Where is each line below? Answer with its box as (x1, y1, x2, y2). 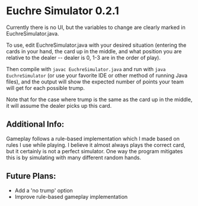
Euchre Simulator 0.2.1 (6, 4, 120, 18)
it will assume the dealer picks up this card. (6, 102, 112, 109)
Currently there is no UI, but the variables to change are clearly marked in (6, 24, 186, 31)
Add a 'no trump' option (14, 186, 73, 194)
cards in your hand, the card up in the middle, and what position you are (6, 47, 182, 54)
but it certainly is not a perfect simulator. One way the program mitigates (6, 147, 183, 154)
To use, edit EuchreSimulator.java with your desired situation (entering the (6, 41, 187, 49)
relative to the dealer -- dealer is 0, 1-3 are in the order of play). (6, 54, 161, 61)
